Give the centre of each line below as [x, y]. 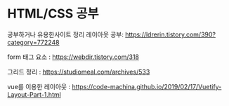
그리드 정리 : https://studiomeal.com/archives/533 [79, 72]
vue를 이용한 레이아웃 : [39, 86]
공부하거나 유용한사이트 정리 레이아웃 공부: [66, 34]
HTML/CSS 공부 [53, 14]
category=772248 [33, 42]
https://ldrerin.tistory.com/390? [171, 34]
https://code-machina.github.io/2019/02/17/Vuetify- [147, 86]
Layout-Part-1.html [34, 94]
